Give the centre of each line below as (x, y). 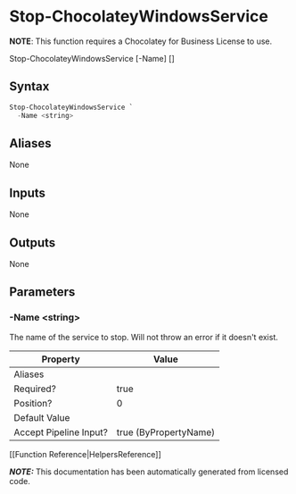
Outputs (33, 243)
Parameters (42, 292)
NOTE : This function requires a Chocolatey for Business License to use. (141, 41)
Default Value (42, 417)
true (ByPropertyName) (166, 432)
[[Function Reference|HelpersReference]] (86, 454)
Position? (33, 403)
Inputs (28, 193)
